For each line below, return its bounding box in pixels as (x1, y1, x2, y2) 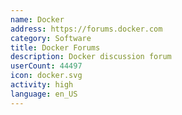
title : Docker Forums (10, 42, 101, 53)
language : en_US (10, 89, 78, 99)
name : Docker (10, 14, 65, 25)
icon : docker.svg (10, 71, 83, 81)
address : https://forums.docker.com (10, 24, 163, 34)
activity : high (10, 80, 74, 90)
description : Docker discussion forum (10, 52, 172, 62)
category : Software (10, 33, 92, 43)
